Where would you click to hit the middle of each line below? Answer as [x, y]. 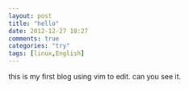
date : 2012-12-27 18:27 [48, 31]
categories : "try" [39, 46]
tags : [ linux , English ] [46, 53]
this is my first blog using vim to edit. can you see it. [95, 76]
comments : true [34, 38]
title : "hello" [34, 23]
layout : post [30, 16]
